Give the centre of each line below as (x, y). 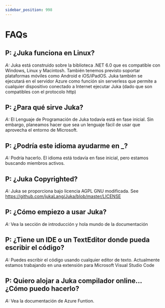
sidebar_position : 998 (29, 10)
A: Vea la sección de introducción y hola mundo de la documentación (77, 224)
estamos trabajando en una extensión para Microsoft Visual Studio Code (80, 265)
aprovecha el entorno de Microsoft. (41, 130)
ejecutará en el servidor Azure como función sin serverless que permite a (81, 81)
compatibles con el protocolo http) (41, 92)
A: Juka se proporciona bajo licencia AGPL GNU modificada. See (72, 191)
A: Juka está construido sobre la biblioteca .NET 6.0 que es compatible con (83, 65)
